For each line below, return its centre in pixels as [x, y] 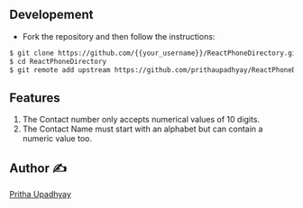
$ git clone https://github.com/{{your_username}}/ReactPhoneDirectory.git [155, 53]
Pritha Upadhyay [41, 194]
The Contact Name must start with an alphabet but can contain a [142, 129]
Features [35, 98]
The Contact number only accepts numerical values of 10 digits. [141, 120]
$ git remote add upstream [60, 70]
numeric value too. [57, 139]
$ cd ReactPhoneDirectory [58, 61]
